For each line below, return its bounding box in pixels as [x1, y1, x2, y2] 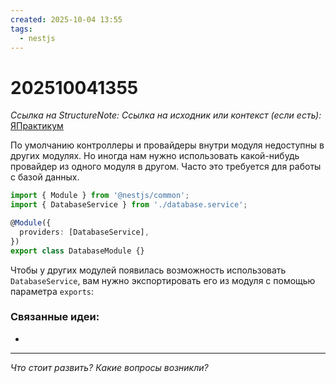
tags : [10, 24, 33, 34]
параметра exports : [10, 285, 95, 297]
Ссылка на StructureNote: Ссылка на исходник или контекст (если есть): [10, 109, 322, 121]
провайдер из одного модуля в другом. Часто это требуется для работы [10, 161, 322, 173]
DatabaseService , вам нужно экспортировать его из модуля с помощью [10, 274, 316, 286]
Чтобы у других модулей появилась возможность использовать [10, 264, 287, 276]
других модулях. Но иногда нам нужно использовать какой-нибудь [10, 150, 300, 162]
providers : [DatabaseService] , [19, 227, 150, 237]
